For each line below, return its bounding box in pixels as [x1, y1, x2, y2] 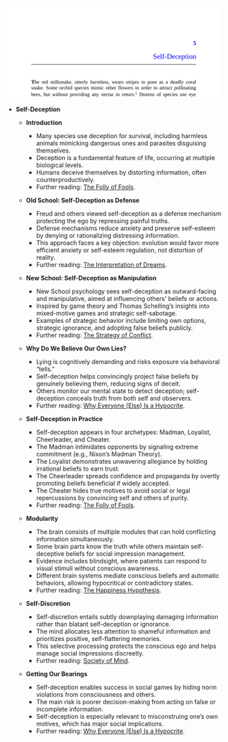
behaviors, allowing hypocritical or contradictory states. [36, 578, 194, 587]
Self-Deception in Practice [25, 414, 103, 423]
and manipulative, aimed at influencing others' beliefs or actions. [36, 294, 219, 302]
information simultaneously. [36, 535, 115, 543]
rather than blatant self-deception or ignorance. [36, 620, 171, 628]
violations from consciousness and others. [36, 690, 156, 699]
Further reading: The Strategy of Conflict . [36, 330, 153, 339]
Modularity [25, 514, 59, 522]
